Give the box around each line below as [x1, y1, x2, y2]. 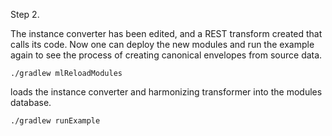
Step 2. [10, 9, 40, 20]
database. [10, 97, 52, 108]
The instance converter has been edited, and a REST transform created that [10, 28, 323, 39]
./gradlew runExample [10, 116, 101, 126]
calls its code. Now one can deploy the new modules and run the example [10, 39, 315, 50]
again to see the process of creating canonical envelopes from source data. [10, 49, 323, 61]
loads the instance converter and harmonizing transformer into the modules [10, 86, 323, 98]
